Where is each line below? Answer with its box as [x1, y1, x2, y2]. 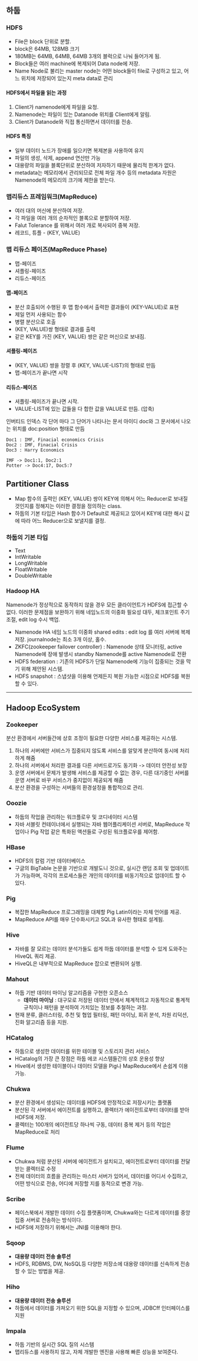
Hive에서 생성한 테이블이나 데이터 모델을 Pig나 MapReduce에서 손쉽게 [14, 1063, 178, 1070]
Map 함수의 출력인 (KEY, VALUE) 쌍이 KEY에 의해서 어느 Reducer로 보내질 [14, 495, 188, 502]
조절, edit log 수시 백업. [6, 615, 61, 623]
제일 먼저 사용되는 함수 [14, 311, 67, 318]
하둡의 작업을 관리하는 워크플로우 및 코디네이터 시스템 [14, 813, 138, 820]
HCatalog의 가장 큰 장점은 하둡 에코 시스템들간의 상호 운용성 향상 [14, 1055, 165, 1062]
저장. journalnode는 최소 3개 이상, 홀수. [14, 635, 107, 642]
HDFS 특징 [6, 133, 31, 140]
